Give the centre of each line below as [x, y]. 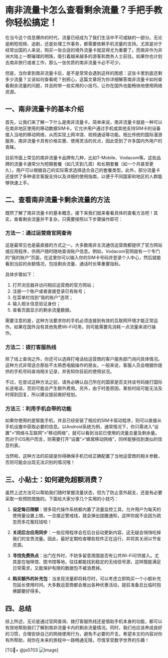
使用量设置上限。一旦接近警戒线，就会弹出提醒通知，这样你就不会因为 [84, 516]
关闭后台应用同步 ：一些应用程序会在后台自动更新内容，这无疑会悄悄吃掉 [86, 533]
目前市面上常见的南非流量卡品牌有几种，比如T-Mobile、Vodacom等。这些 [81, 157]
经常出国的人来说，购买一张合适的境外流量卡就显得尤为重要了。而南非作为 [82, 50]
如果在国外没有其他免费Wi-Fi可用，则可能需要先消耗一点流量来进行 [83, 327]
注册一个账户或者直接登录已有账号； [50, 291]
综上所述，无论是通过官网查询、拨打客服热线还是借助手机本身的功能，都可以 [84, 622]
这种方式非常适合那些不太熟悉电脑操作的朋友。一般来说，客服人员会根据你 [82, 365]
